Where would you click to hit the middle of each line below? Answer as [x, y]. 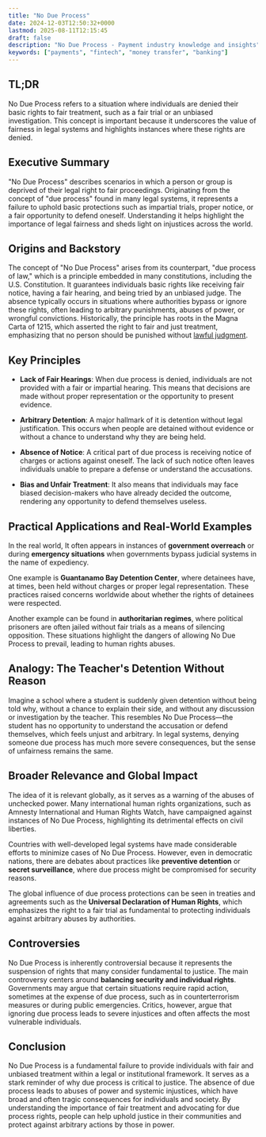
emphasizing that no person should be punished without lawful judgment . [128, 335]
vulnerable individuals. [45, 1022]
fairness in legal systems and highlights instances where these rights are [127, 129]
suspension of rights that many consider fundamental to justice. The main [128, 971]
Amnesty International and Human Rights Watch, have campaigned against [130, 811]
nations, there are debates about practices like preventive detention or [124, 861]
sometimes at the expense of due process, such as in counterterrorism [124, 996]
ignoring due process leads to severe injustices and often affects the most [129, 1013]
